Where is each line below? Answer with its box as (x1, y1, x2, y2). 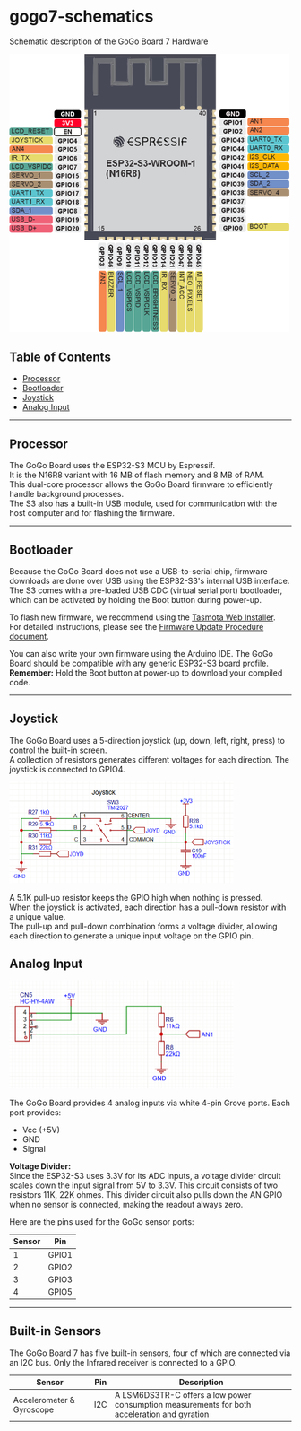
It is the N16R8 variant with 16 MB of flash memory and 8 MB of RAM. (9, 469, 265, 481)
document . (9, 631, 49, 641)
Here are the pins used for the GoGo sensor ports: (9, 1216, 194, 1226)
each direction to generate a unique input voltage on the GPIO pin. (9, 930, 254, 941)
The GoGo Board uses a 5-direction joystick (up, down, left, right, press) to (9, 735, 285, 746)
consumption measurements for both (115, 1400, 252, 1410)
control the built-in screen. (9, 745, 107, 755)
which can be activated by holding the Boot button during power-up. (9, 595, 262, 605)
